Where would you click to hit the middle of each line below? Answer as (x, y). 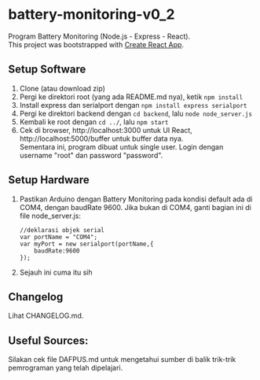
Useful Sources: (48, 340)
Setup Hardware (49, 180)
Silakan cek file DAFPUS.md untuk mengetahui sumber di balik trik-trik (122, 360)
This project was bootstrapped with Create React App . (96, 44)
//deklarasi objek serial (62, 230)
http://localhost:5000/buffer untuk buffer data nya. (101, 138)
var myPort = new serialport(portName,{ (86, 244)
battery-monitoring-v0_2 (92, 15)
